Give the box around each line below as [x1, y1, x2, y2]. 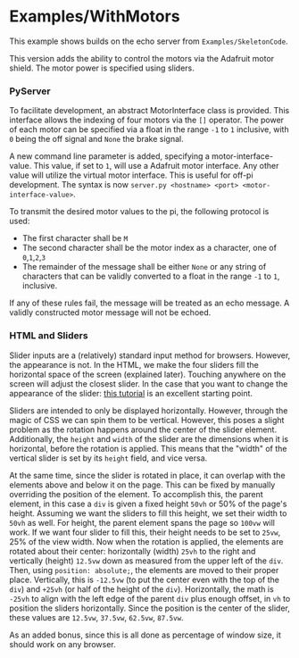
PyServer [9, 85, 51, 97]
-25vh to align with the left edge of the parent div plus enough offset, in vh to [9, 593, 291, 604]
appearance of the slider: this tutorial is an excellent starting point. [9, 387, 253, 398]
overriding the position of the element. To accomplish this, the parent [9, 488, 263, 499]
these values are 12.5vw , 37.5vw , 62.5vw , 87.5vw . [9, 612, 185, 622]
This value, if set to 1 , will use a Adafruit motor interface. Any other [33, 161, 279, 171]
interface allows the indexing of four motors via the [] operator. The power [9, 114, 284, 126]
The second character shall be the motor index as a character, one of [21, 243, 277, 254]
